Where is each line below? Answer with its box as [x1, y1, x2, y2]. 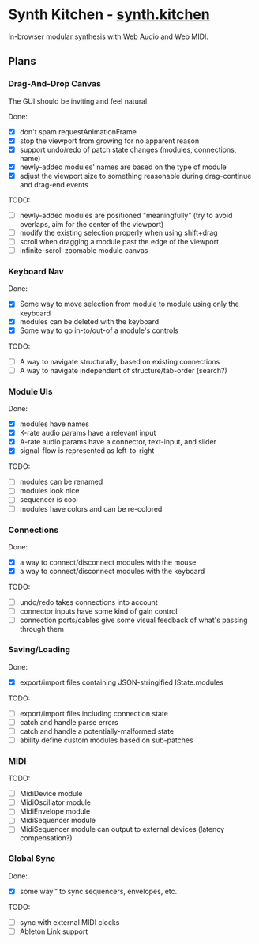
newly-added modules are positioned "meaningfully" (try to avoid [19, 210, 233, 220]
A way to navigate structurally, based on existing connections [19, 357, 220, 366]
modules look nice [19, 486, 80, 496]
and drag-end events [19, 179, 88, 189]
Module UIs [8, 386, 53, 397]
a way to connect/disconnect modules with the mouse [19, 557, 197, 567]
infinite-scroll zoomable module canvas [19, 246, 148, 255]
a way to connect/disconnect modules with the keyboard [19, 566, 205, 576]
